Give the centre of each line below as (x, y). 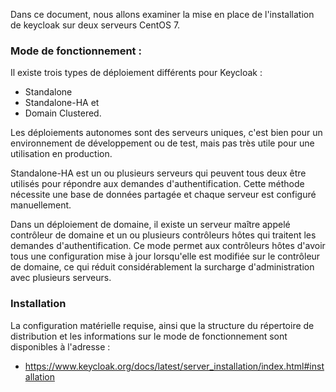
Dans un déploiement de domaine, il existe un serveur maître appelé (150, 225)
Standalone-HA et (62, 103)
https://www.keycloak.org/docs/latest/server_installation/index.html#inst (174, 366)
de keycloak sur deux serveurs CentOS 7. (95, 25)
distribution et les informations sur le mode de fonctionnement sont (149, 336)
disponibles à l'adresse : (60, 346)
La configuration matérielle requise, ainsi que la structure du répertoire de (162, 325)
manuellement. (41, 205)
